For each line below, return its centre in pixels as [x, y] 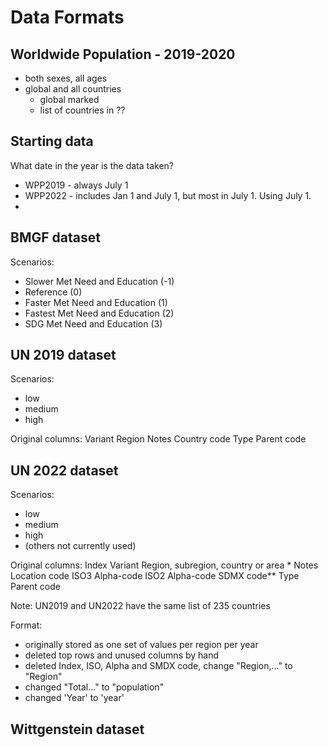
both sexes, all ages [66, 78]
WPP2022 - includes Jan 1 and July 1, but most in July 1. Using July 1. [168, 195]
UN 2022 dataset [64, 470]
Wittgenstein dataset [77, 729]
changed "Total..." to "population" [94, 687]
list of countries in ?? [82, 110]
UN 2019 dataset [63, 355]
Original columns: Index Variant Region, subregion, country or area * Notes [164, 565]
